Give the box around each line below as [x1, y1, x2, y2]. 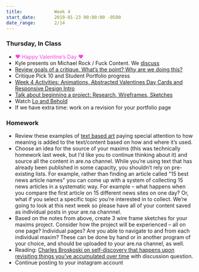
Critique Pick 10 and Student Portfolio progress [14, 72, 130, 79]
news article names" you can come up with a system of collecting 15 [14, 177, 184, 184]
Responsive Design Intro [14, 85, 75, 92]
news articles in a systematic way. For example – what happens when [14, 183, 186, 190]
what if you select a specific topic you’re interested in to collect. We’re [14, 195, 188, 203]
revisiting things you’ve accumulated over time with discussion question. [14, 252, 194, 259]
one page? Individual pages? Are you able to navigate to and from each [14, 227, 190, 234]
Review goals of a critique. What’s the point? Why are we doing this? [14, 66, 183, 73]
